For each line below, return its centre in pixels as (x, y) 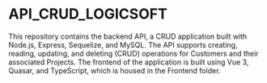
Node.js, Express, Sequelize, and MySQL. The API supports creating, (123, 44)
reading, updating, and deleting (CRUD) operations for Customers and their (133, 53)
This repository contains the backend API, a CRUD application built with (128, 36)
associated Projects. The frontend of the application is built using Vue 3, (129, 62)
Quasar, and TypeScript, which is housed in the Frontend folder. (114, 70)
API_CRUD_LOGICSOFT (88, 14)
